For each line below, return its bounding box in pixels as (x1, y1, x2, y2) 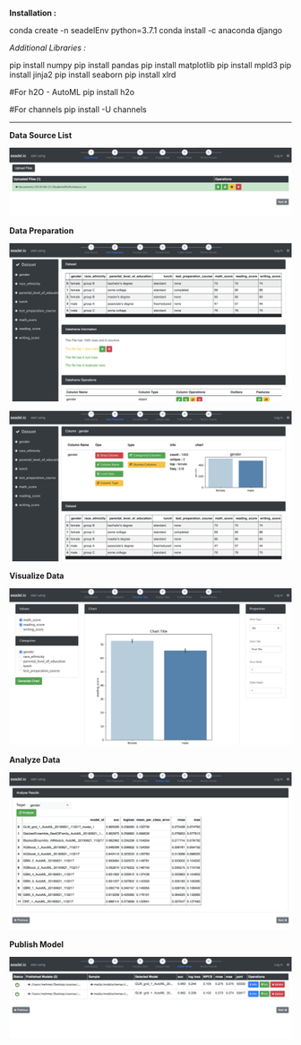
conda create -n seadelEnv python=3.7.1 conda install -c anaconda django (9, 25, 283, 35)
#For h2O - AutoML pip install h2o (9, 87, 135, 97)
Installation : (9, 8, 56, 18)
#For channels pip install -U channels (9, 104, 147, 115)
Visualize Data (9, 570, 64, 581)
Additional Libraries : (9, 42, 87, 53)
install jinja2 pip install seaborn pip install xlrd (9, 69, 176, 80)
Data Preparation (9, 225, 74, 236)
